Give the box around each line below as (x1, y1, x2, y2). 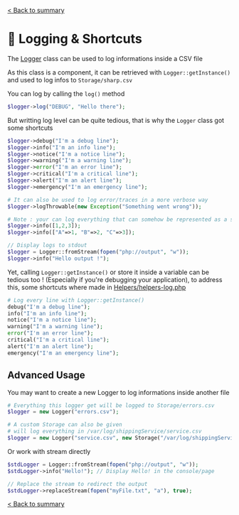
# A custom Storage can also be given (7, 421, 122, 428)
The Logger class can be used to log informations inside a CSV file (7, 54, 203, 63)
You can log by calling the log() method (7, 89, 125, 98)
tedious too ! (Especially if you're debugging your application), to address (7, 275, 223, 283)
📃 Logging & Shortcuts (7, 31, 142, 47)
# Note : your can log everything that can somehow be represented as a (7, 216, 228, 223)
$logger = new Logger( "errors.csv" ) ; (7, 408, 119, 416)
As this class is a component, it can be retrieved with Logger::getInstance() (7, 67, 231, 77)
